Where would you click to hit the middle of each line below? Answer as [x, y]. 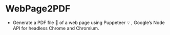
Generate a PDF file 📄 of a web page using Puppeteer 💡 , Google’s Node [89, 22]
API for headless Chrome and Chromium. [56, 28]
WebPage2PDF [38, 9]
